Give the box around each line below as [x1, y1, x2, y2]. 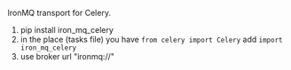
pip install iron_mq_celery [20, 25, 114, 35]
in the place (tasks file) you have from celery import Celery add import [20, 35, 283, 44]
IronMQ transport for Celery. [7, 8, 112, 18]
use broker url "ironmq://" [20, 51, 115, 61]
